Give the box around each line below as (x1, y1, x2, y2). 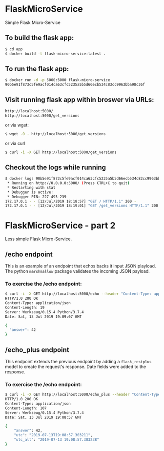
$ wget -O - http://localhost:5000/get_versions (5, 131, 106, 136)
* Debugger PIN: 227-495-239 (7, 194, 67, 199)
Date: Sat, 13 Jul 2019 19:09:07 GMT (5, 314, 82, 319)
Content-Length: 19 (5, 305, 45, 310)
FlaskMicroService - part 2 (5, 220, 116, 231)
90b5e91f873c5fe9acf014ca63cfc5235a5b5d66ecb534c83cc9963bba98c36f (5, 82, 145, 87)
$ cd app (5, 46, 23, 52)
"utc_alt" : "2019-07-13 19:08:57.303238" (14, 437, 99, 442)
